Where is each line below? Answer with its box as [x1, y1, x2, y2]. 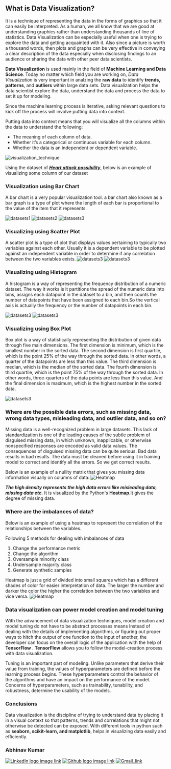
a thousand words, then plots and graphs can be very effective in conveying [5, 45, 165, 51]
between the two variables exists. [5, 256, 76, 262]
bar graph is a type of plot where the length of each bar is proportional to [5, 200, 159, 206]
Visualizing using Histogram [5, 269, 77, 276]
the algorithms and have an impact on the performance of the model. [5, 676, 151, 682]
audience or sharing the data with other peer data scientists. [5, 56, 132, 62]
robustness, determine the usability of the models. [5, 687, 111, 694]
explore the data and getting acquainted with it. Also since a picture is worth [5, 39, 165, 46]
